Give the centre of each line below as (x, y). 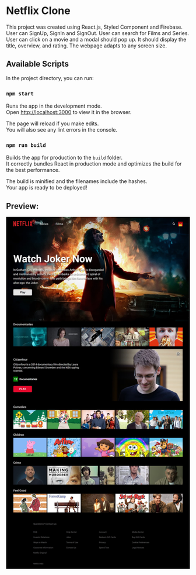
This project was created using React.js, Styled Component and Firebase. (94, 27)
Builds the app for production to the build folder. (64, 158)
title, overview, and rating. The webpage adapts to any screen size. (87, 46)
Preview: (22, 206)
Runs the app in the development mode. (54, 106)
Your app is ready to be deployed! (47, 188)
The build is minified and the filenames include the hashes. (77, 181)
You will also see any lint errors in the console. (62, 130)
